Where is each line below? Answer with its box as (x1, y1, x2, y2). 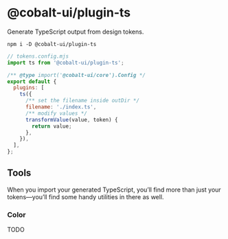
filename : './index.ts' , (25, 104, 97, 111)
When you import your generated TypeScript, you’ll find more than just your (7, 185, 221, 194)
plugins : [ (13, 84, 45, 91)
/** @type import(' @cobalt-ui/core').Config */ (7, 71, 146, 78)
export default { (7, 78, 57, 85)
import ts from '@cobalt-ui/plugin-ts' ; (7, 59, 125, 66)
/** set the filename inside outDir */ (25, 98, 139, 104)
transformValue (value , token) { (25, 116, 118, 123)
